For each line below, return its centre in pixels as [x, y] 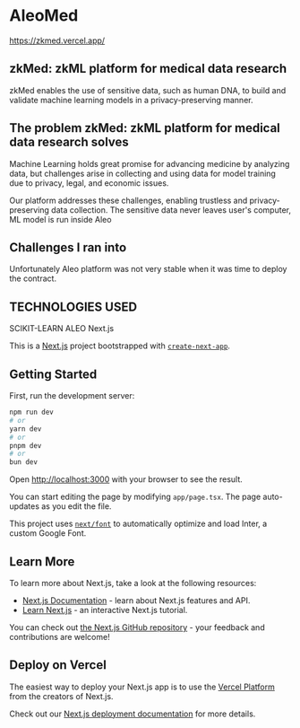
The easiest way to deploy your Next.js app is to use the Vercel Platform [142, 687]
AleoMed [44, 16]
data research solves [69, 142]
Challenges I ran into [68, 247]
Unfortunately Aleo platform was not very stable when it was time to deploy [148, 269]
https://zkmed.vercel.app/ [57, 40]
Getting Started [53, 374]
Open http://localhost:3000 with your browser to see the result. [126, 479]
